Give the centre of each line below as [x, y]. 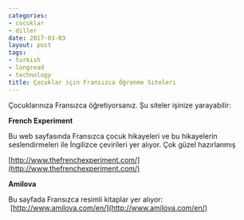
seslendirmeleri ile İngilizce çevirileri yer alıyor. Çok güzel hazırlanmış [122, 144]
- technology [30, 75]
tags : [17, 53]
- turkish [25, 61]
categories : [28, 16]
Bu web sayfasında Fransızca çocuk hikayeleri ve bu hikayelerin [113, 136]
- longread [26, 68]
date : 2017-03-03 [37, 38]
